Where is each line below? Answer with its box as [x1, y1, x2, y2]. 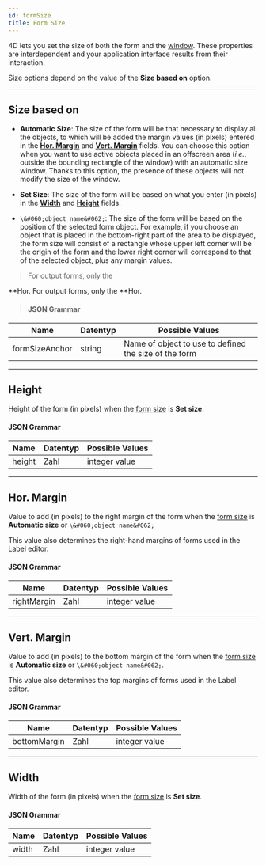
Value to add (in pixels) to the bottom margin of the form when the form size [8, 652, 256, 662]
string [80, 343, 102, 354]
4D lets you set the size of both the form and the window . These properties [8, 40, 253, 50]
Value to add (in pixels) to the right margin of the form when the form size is [8, 512, 255, 522]
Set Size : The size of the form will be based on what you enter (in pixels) [19, 190, 257, 199]
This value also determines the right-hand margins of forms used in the [8, 536, 241, 545]
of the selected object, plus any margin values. [19, 256, 173, 265]
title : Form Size [8, 19, 66, 27]
